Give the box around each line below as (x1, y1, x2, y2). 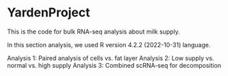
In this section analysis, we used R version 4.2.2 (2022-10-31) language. (7, 40, 211, 49)
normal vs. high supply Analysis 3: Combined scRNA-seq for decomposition (7, 61, 221, 69)
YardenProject (7, 5, 90, 21)
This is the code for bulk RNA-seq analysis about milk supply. (7, 27, 180, 36)
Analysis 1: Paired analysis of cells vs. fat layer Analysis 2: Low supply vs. (7, 53, 214, 62)
